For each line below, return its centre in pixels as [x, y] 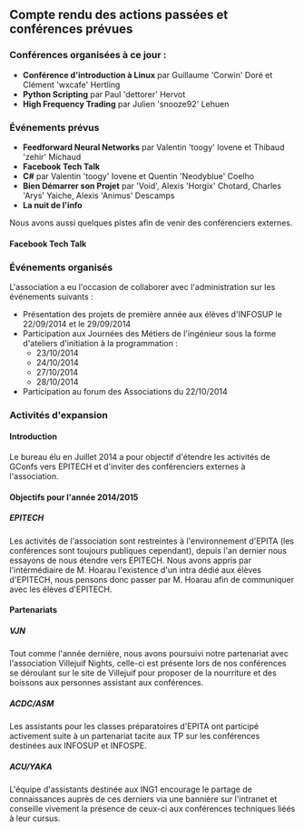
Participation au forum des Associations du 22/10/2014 [125, 391]
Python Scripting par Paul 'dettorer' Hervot [104, 94]
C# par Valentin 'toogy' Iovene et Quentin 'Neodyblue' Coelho [138, 175]
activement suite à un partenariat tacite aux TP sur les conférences [135, 736]
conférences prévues [71, 30]
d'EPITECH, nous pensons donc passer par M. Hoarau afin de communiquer [152, 579]
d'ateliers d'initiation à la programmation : [100, 343]
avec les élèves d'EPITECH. [61, 589]
